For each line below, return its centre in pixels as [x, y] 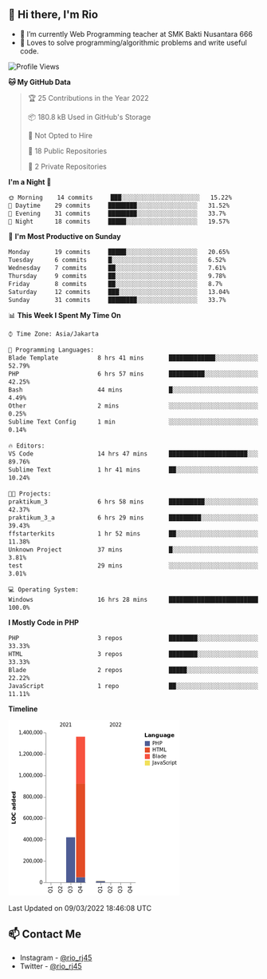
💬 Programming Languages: [51, 350]
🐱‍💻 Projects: [30, 493]
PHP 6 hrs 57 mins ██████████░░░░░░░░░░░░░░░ [133, 374]
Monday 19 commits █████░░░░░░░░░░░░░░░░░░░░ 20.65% [119, 252]
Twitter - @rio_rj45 [51, 966]
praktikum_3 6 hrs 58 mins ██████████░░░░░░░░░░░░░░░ [133, 501]
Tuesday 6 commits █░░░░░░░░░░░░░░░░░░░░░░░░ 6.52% [117, 260]
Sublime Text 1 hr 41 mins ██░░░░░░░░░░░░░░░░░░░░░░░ [133, 470]
